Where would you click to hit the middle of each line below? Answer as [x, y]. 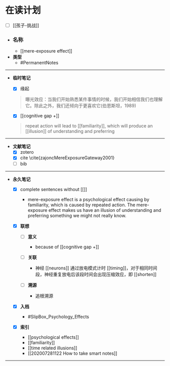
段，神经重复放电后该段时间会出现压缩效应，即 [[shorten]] [96, 274]
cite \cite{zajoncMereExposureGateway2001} [67, 158]
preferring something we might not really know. [77, 215]
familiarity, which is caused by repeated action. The [81, 205]
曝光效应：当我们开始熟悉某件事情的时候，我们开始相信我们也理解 [94, 100]
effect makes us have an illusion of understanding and [105, 210]
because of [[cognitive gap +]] [67, 247]
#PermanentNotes [39, 63]
